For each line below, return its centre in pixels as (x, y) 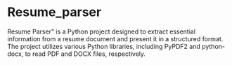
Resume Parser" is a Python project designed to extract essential (101, 31)
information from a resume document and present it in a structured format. (115, 38)
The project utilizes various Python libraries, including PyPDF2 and (104, 46)
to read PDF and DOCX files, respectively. (85, 54)
